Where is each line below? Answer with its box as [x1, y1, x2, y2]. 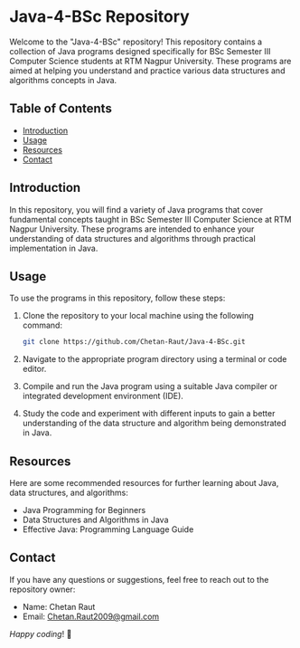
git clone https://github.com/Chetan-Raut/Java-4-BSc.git [22, 338, 246, 347]
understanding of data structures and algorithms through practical [9, 233, 256, 243]
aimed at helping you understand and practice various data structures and [9, 65, 286, 76]
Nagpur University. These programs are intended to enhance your [9, 224, 255, 234]
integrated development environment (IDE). [22, 391, 183, 402]
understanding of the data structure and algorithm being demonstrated [22, 418, 286, 429]
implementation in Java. [9, 243, 98, 253]
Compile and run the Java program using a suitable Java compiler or [22, 381, 278, 392]
